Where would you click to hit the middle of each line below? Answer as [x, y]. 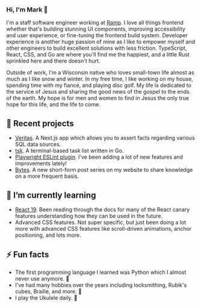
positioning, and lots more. [48, 235]
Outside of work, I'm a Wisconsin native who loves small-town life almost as [100, 73]
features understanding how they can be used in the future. [89, 216]
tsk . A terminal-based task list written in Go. [69, 151]
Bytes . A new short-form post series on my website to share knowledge [104, 170]
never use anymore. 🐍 [42, 278]
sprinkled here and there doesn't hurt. [53, 61]
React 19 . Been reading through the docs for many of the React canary [102, 209]
